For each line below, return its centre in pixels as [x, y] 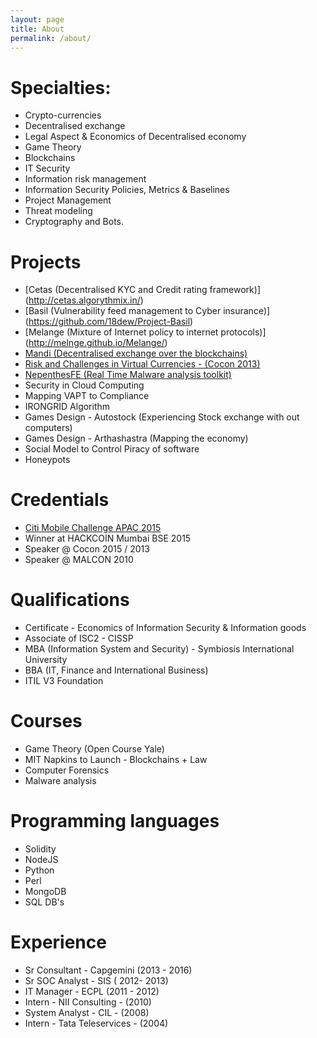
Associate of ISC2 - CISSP [79, 638]
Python [39, 870]
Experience [58, 942]
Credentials [60, 500]
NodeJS [41, 859]
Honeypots [47, 460]
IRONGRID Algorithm [67, 407]
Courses [46, 721]
